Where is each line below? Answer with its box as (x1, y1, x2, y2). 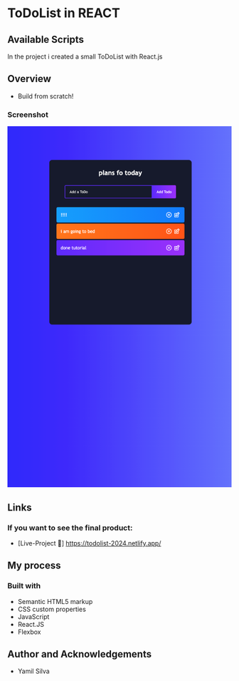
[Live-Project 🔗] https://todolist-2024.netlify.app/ (17, 538, 161, 547)
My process (7, 560, 61, 572)
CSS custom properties (17, 605, 87, 613)
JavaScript (17, 612, 50, 621)
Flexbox (17, 628, 41, 636)
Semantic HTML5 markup (17, 597, 93, 605)
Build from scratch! (17, 91, 74, 101)
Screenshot (7, 109, 48, 119)
